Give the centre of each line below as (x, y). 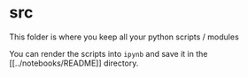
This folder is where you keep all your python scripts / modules (124, 37)
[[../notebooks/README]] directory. (74, 63)
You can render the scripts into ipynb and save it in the (108, 53)
